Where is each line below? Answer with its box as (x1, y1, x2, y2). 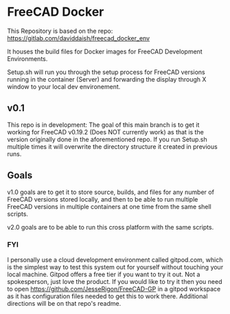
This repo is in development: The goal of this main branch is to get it (7, 121, 200, 129)
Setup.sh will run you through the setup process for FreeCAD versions (7, 68, 205, 76)
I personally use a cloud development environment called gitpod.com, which (7, 255, 223, 264)
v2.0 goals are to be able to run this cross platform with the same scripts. (7, 223, 214, 231)
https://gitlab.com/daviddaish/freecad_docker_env (7, 34, 150, 42)
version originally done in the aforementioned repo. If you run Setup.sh (7, 135, 207, 143)
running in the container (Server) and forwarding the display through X (7, 75, 207, 83)
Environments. (7, 54, 48, 62)
